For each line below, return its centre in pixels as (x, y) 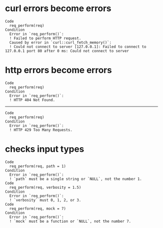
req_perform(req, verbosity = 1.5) (45, 187)
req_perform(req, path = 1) (38, 166)
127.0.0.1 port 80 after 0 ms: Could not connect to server (67, 51)
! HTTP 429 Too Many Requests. (41, 130)
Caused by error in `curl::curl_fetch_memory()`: (60, 42)
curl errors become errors (58, 8)
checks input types (45, 149)
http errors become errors (58, 70)
